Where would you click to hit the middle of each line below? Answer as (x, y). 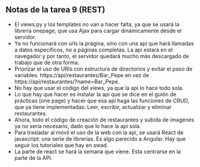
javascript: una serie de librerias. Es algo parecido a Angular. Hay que (100, 139)
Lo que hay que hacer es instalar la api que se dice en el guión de (95, 94)
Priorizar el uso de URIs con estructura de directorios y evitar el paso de (103, 69)
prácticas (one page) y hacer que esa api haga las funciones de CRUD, (102, 101)
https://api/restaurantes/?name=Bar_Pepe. (67, 81)
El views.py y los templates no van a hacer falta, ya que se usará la (97, 24)
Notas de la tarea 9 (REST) (55, 10)
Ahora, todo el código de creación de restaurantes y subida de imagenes (104, 120)
